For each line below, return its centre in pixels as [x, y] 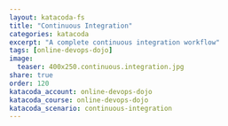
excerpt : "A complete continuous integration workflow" [114, 42]
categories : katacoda [49, 34]
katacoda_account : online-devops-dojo [81, 91]
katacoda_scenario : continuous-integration [91, 108]
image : [21, 59]
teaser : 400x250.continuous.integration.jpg [101, 67]
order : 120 [29, 83]
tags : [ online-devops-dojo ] [61, 51]
